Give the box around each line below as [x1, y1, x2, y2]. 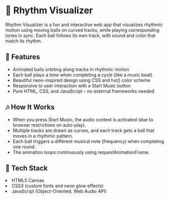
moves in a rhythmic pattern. [12, 132, 74, 139]
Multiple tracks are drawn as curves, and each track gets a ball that [12, 127, 155, 134]
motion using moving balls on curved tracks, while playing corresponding [5, 27, 160, 33]
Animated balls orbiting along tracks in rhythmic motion [12, 66, 129, 72]
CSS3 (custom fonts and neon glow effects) [12, 183, 104, 189]
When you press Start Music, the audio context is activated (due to [12, 116, 153, 122]
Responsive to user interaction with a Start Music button [12, 82, 131, 89]
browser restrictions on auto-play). [12, 122, 86, 128]
